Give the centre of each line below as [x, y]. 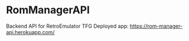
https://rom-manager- [156, 26]
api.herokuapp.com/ [30, 32]
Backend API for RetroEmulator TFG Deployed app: [67, 26]
